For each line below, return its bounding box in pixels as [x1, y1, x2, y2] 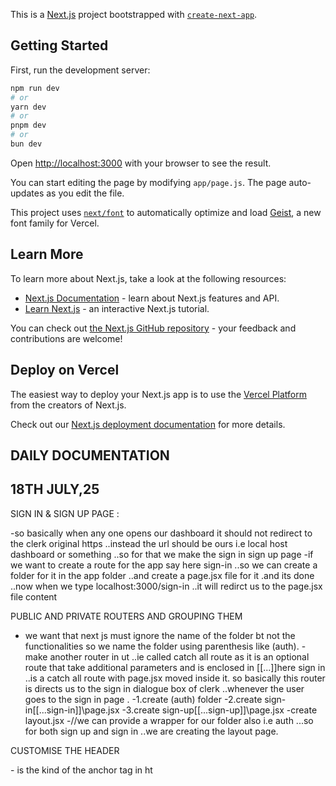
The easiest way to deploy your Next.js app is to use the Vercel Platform [10, 388, 308, 400]
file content [10, 590, 58, 603]
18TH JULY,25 [10, 481, 100, 498]
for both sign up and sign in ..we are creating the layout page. [24, 725, 279, 737]
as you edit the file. [46, 187, 125, 199]
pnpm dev [10, 120, 47, 131]
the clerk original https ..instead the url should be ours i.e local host [10, 537, 288, 549]
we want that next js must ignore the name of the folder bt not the [24, 629, 296, 641]
